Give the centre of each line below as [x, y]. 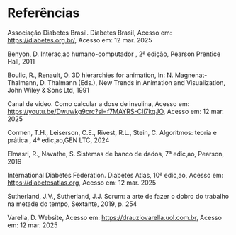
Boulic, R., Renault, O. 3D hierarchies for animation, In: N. [90, 75]
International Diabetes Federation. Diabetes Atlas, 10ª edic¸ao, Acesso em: [116, 175]
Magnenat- [191, 75]
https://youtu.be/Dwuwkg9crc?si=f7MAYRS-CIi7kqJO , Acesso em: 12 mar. [116, 111]
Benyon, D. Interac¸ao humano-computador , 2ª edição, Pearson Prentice [114, 54]
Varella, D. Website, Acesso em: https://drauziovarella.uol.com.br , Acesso [114, 217]
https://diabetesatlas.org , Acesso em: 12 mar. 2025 [82, 183]
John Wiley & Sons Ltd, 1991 [49, 90]
